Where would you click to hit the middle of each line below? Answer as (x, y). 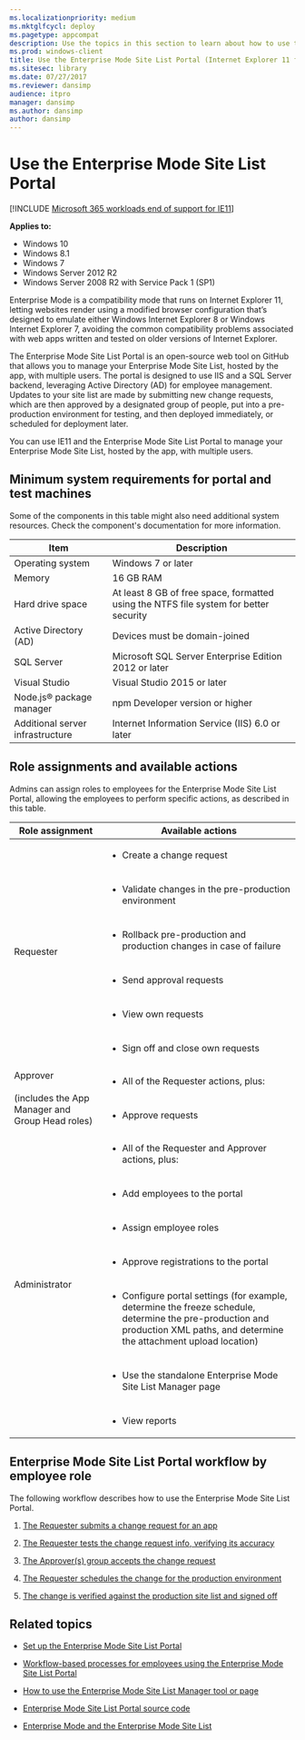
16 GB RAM (137, 578)
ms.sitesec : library (49, 69)
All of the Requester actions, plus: (194, 1080)
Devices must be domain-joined (181, 635)
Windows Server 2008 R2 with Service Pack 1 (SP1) (119, 283)
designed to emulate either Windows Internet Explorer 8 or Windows (138, 320)
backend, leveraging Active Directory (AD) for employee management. (141, 385)
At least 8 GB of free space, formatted (193, 592)
